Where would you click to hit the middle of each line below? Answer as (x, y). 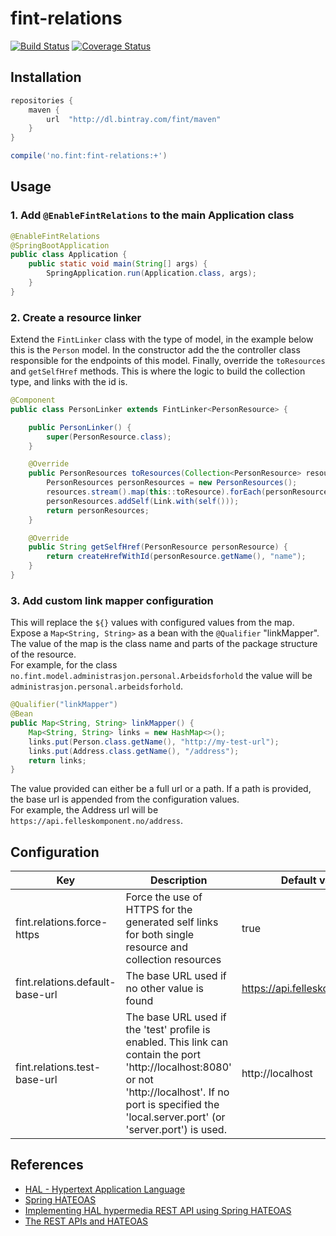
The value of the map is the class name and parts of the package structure (164, 644)
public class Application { (69, 255)
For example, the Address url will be (84, 810)
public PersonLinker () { (80, 427)
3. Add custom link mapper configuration (112, 600)
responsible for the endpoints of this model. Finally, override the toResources (168, 361)
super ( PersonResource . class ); (109, 437)
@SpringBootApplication (60, 245)
